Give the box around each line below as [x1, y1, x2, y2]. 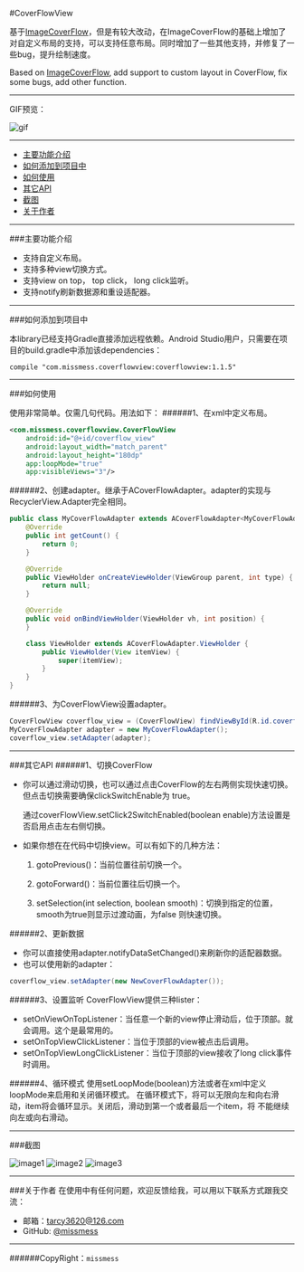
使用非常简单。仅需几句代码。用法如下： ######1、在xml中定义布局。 [9, 407, 273, 418]
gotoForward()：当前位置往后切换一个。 [35, 878, 185, 889]
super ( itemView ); [57, 656, 124, 665]
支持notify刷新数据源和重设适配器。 [22, 287, 156, 297]
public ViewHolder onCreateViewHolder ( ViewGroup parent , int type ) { [25, 573, 294, 582]
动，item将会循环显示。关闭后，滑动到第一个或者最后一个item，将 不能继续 [9, 1100, 290, 1111]
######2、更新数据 [9, 927, 84, 939]
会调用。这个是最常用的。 [22, 1024, 119, 1035]
